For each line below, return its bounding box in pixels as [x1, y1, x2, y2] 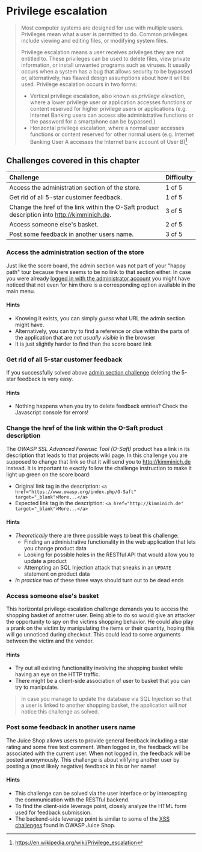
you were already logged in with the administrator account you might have [6, 275, 191, 282]
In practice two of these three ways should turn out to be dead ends [14, 576, 184, 583]
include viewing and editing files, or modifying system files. [20, 37, 168, 44]
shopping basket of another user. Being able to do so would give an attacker [6, 612, 195, 619]
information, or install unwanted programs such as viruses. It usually [20, 61, 191, 69]
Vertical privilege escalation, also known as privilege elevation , [29, 92, 186, 99]
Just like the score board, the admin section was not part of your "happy [6, 262, 186, 269]
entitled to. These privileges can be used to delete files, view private [20, 55, 191, 62]
